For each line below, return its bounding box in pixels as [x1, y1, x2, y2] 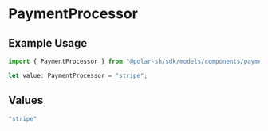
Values [8, 94, 44, 107]
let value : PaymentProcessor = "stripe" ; [8, 71, 148, 79]
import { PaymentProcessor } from [8, 57, 124, 65]
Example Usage [8, 37, 88, 50]
